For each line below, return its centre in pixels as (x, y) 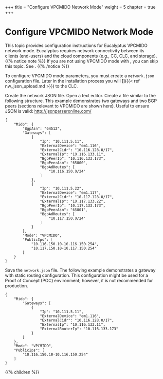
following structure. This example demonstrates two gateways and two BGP (81, 101)
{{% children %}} (22, 372)
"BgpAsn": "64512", (42, 128)
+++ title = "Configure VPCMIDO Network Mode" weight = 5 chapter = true (80, 7)
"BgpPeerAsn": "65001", (64, 210)
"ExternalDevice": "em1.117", (70, 192)
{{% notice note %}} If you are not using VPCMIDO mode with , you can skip (81, 61)
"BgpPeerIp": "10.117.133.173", (72, 205)
